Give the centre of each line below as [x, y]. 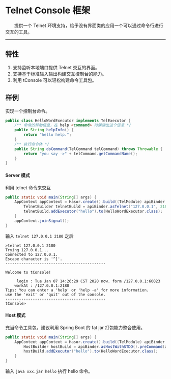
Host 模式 [16, 315]
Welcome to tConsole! [28, 272]
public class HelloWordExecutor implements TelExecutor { [68, 121]
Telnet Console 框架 [48, 10]
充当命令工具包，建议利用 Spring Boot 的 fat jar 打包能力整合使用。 [75, 327]
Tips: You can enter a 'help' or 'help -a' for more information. [77, 290]
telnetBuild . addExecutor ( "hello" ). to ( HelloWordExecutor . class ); [93, 212]
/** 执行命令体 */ [32, 144]
